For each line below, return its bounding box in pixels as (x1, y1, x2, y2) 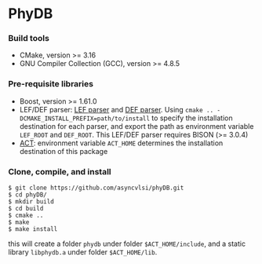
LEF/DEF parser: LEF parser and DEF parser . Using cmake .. (19, 104, 214, 114)
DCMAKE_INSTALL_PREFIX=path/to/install (19, 115, 151, 123)
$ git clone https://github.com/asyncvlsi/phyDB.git (8, 184, 184, 192)
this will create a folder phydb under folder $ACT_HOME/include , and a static (8, 239, 246, 248)
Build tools (8, 33, 49, 44)
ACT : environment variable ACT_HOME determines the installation (19, 138, 224, 148)
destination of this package (19, 146, 108, 156)
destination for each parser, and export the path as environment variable (19, 121, 254, 130)
